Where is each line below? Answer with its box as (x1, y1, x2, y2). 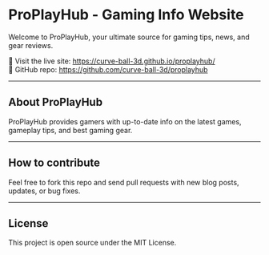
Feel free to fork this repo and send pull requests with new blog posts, (8, 177, 239, 187)
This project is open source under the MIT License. (8, 238, 177, 248)
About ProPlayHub (8, 95, 102, 109)
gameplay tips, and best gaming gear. (8, 125, 133, 135)
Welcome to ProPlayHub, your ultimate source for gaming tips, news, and (8, 32, 250, 42)
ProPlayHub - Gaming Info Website (8, 6, 244, 24)
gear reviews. (8, 40, 54, 50)
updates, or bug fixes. (8, 186, 81, 196)
